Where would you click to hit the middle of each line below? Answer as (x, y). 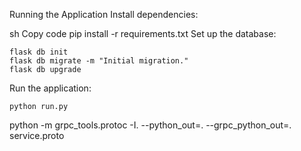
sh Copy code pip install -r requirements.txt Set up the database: (143, 33)
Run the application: (50, 88)
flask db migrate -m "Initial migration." (99, 61)
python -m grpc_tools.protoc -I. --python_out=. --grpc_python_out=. (150, 125)
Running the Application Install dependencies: (104, 14)
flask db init (39, 52)
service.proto (37, 135)
